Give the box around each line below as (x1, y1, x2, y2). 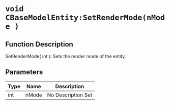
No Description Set (47, 91, 93, 98)
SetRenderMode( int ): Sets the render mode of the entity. (5, 54, 126, 59)
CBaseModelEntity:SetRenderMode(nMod (5, 13, 165, 23)
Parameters (5, 68, 43, 77)
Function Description (5, 40, 74, 48)
